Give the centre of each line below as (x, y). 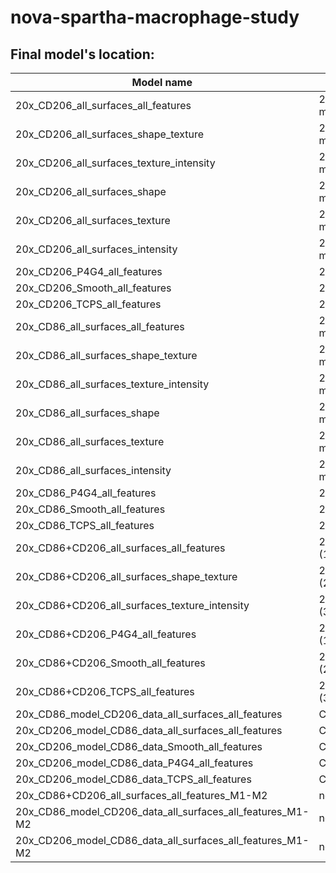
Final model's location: (82, 54)
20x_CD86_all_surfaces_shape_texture (106, 355)
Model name (162, 82)
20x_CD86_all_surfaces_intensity (93, 470)
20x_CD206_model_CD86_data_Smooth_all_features (139, 746)
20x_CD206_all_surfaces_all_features (103, 105)
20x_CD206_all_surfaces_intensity (96, 249)
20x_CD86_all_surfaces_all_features (100, 326)
